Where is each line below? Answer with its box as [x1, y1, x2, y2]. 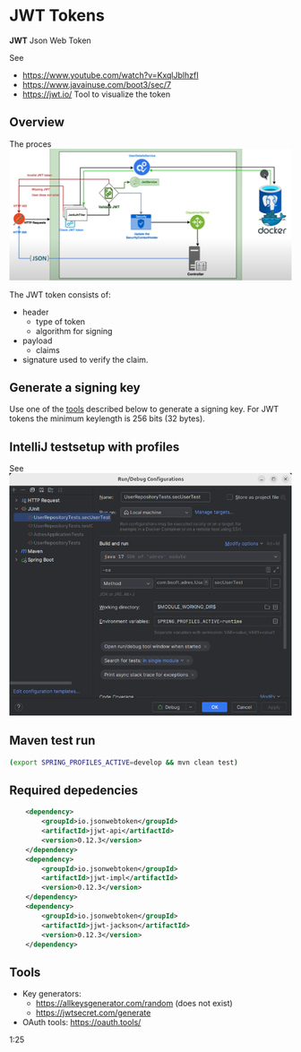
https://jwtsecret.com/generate [35, 1007, 151, 1018]
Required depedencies [9, 782, 139, 798]
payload [21, 335, 53, 346]
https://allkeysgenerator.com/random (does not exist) [35, 998, 233, 1009]
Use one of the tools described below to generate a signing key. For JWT [9, 404, 279, 415]
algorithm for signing [35, 325, 113, 336]
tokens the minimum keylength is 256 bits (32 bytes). [9, 413, 206, 424]
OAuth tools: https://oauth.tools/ [21, 1017, 142, 1028]
